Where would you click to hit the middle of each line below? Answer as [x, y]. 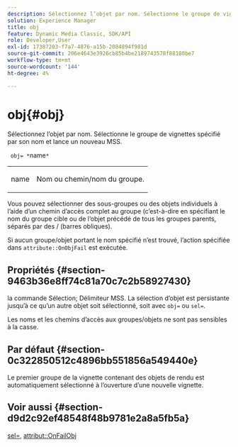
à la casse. [23, 327]
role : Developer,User [39, 40]
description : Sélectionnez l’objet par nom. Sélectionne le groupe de [114, 14]
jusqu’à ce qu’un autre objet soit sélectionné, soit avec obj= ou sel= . [107, 306]
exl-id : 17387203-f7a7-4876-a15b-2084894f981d [77, 47]
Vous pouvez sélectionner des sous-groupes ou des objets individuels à [113, 204]
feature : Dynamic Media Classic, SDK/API [69, 34]
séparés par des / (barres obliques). [60, 226]
